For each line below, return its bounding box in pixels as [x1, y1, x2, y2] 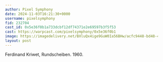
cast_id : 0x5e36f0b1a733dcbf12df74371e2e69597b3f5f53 [5, 25, 116, 30]
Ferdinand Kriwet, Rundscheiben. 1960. [5, 51, 83, 57]
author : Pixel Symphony [5, 7, 53, 12]
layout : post [5, 38, 32, 43]
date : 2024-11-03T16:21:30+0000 [5, 12, 70, 16]
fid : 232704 [5, 20, 29, 25]
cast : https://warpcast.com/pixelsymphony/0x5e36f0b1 [5, 29, 116, 34]
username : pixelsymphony [5, 16, 55, 21]
